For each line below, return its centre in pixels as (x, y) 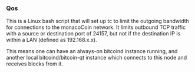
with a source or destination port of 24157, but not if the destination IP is (93, 34)
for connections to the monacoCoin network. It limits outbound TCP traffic (96, 27)
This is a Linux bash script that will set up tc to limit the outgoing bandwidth (98, 21)
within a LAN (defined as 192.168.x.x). (52, 40)
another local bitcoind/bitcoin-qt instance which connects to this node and (97, 58)
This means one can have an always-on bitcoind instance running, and (92, 51)
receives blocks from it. (35, 64)
